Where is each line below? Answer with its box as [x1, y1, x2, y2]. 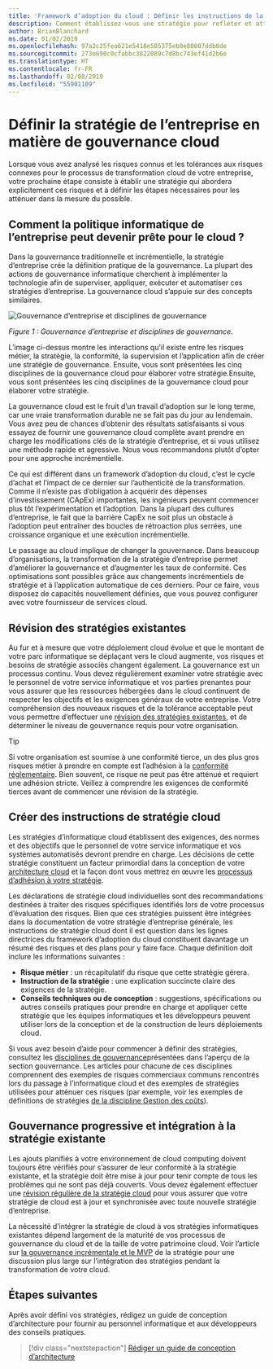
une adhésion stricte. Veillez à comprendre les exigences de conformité [8, 779, 249, 788]
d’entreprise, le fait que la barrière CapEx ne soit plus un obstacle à [8, 512, 233, 522]
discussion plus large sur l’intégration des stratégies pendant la [8, 1256, 221, 1266]
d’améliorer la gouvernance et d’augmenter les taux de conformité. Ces [8, 563, 247, 573]
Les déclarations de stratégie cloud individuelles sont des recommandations [8, 891, 264, 901]
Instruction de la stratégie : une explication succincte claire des [19, 976, 236, 985]
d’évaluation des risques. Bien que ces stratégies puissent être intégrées [8, 908, 252, 918]
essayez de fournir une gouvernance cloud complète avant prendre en [8, 428, 245, 437]
